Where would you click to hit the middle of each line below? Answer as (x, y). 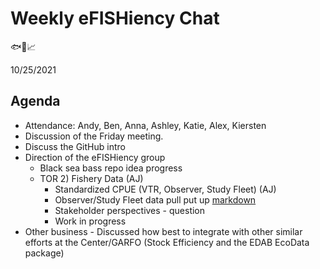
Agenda (35, 101)
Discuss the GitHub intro (75, 146)
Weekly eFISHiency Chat (115, 18)
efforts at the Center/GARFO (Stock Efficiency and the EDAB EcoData (167, 242)
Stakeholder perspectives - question (130, 210)
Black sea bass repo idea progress (111, 168)
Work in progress (90, 221)
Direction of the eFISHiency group (95, 157)
